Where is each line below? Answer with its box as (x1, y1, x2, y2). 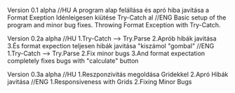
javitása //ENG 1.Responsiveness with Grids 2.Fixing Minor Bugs (7, 78, 192, 86)
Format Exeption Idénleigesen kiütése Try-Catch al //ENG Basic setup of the (7, 13, 227, 22)
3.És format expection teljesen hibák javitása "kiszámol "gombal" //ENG (7, 42, 215, 50)
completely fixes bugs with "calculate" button (7, 57, 139, 65)
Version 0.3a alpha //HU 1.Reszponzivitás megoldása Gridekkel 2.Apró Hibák (7, 70, 229, 78)
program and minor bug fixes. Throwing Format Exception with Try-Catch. (7, 21, 221, 29)
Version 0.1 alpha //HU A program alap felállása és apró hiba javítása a (7, 6, 209, 14)
